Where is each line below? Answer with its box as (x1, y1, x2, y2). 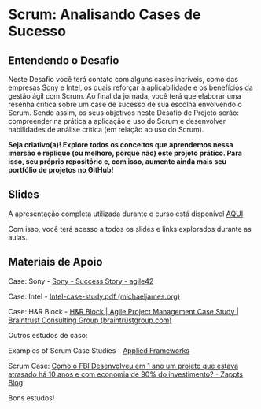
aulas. (8, 232, 28, 242)
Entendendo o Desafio (8, 54, 119, 67)
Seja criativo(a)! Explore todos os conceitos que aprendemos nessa (8, 140, 233, 149)
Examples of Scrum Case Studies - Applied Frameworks (8, 345, 190, 355)
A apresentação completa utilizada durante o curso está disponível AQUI (8, 209, 244, 218)
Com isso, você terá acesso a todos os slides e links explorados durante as (8, 224, 252, 233)
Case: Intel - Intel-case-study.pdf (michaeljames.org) (8, 292, 181, 301)
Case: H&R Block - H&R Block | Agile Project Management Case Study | (8, 307, 240, 316)
